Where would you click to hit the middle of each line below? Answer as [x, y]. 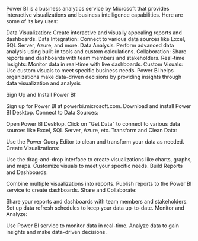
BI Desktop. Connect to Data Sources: [52, 112]
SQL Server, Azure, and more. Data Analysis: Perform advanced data [90, 45]
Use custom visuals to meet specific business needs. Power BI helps [90, 70]
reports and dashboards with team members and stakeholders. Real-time [95, 58]
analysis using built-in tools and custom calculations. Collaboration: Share [96, 52]
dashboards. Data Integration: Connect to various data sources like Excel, [96, 39]
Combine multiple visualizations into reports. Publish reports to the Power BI [99, 184]
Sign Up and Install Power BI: [41, 95]
